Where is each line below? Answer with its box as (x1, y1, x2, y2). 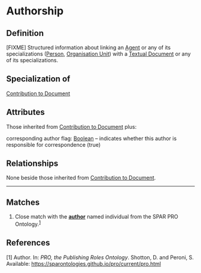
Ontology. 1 (14, 220, 41, 227)
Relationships (6, 159, 59, 169)
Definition (6, 28, 44, 38)
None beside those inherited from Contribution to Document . (6, 174, 156, 181)
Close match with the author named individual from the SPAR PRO (14, 213, 178, 220)
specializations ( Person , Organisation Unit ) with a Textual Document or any (6, 50, 191, 57)
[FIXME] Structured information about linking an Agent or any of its (6, 44, 171, 51)
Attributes (6, 107, 45, 117)
